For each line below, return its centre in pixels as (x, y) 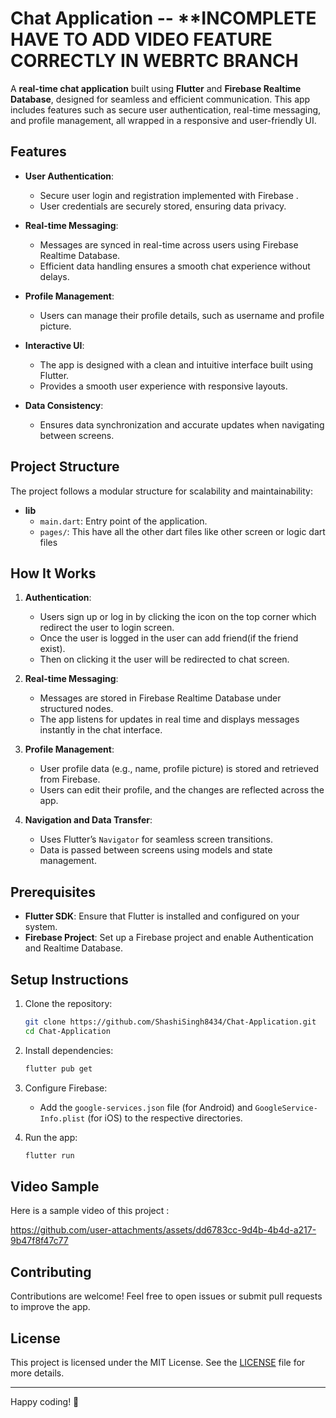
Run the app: (51, 1137)
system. (41, 927)
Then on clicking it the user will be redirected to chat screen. (164, 659)
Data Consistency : (64, 405)
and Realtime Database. (73, 948)
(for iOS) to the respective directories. (165, 1118)
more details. (37, 1373)
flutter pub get (58, 1068)
